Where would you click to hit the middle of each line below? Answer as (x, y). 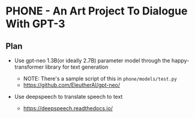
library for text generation (77, 67)
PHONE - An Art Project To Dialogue (97, 11)
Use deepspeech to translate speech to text (68, 97)
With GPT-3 (35, 24)
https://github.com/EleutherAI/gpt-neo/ (72, 85)
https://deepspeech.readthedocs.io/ (68, 108)
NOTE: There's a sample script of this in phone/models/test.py (100, 79)
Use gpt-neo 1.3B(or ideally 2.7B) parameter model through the (92, 61)
